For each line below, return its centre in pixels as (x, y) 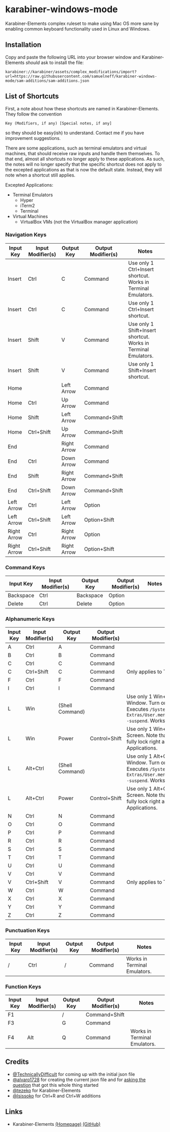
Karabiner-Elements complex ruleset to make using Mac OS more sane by (82, 23)
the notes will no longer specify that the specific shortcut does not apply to (83, 164)
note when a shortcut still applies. (40, 175)
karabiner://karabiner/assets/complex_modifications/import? (71, 72)
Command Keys (25, 567)
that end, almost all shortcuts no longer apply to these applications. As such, (85, 159)
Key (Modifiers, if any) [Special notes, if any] (59, 123)
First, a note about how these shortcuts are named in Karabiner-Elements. (82, 108)
